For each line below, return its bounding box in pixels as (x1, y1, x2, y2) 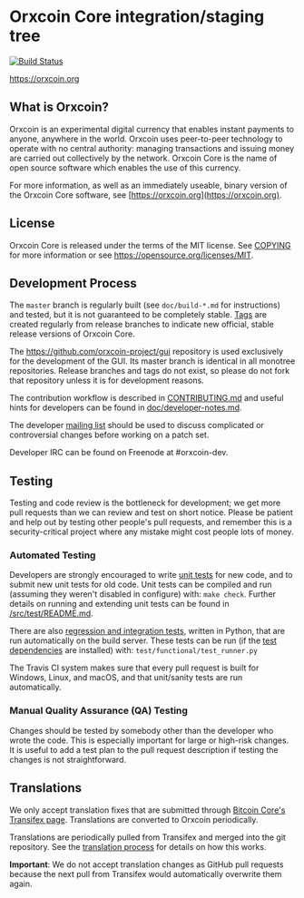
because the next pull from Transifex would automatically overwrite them (9, 868, 282, 879)
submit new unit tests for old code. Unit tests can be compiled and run (9, 579, 272, 591)
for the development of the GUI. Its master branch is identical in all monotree (9, 356, 296, 366)
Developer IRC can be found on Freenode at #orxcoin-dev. (9, 447, 229, 458)
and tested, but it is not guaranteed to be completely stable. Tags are (9, 309, 268, 320)
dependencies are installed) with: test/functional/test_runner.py (9, 645, 259, 656)
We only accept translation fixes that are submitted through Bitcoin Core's (9, 805, 286, 815)
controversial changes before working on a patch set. (9, 429, 210, 441)
